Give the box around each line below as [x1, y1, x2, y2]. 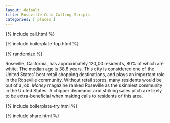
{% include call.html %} [5, 31, 55, 37]
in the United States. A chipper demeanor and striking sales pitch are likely [5, 88, 162, 94]
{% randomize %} [5, 51, 43, 57]
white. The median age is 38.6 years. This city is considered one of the [5, 66, 155, 72]
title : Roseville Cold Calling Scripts [5, 12, 90, 17]
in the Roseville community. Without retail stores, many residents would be [5, 77, 162, 83]
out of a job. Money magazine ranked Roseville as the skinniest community [5, 82, 163, 88]
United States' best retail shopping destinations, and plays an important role [5, 71, 165, 78]
